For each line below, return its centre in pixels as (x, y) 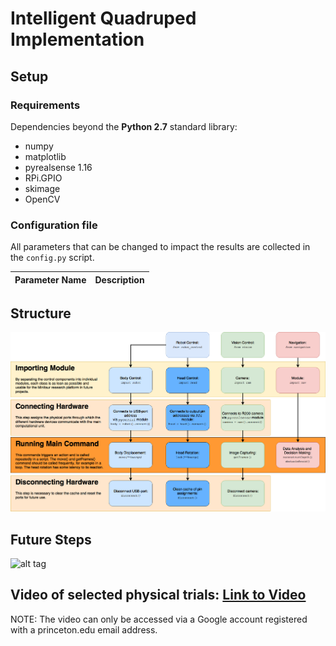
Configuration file (54, 225)
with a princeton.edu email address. (84, 629)
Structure (41, 313)
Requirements (45, 105)
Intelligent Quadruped (103, 18)
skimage (42, 188)
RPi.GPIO (43, 178)
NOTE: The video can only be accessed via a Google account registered (159, 619)
